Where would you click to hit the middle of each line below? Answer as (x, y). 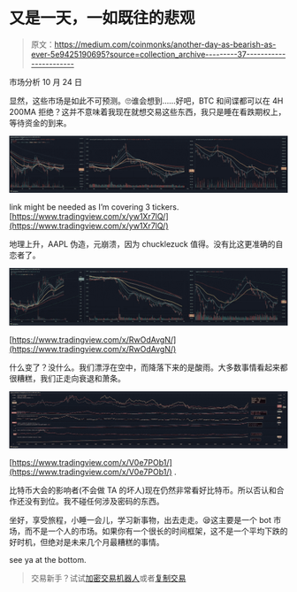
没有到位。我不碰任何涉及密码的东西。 (94, 501)
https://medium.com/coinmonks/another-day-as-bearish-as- (165, 44)
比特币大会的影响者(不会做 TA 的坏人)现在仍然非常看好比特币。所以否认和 (143, 490)
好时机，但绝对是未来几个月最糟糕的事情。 (87, 542)
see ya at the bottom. (48, 559)
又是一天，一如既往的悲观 (103, 18)
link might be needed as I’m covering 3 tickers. (94, 207)
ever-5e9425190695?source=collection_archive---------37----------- (158, 54)
